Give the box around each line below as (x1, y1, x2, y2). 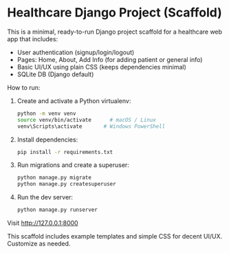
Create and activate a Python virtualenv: (17, 96, 131, 104)
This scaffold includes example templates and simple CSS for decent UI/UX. (7, 232, 222, 241)
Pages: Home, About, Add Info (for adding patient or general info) (17, 55, 203, 63)
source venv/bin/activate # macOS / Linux (17, 116, 156, 123)
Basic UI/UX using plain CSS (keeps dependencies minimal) (17, 63, 187, 71)
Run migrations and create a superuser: (17, 161, 129, 169)
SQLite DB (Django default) (17, 70, 94, 78)
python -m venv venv (17, 110, 76, 117)
